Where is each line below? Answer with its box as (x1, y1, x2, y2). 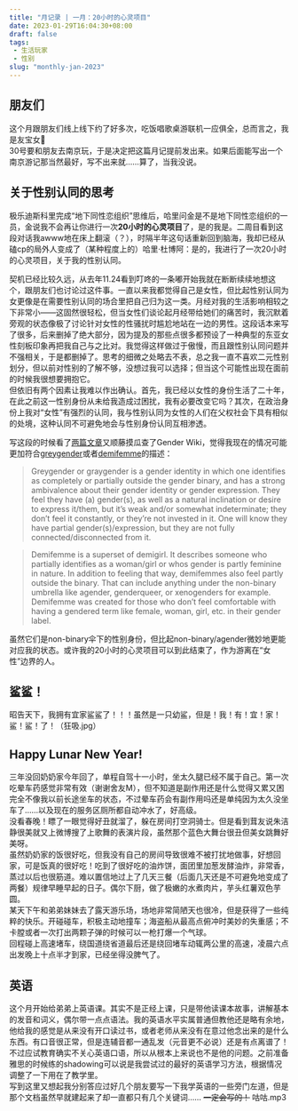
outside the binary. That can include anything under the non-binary (30, 577, 277, 587)
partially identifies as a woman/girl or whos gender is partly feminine (30, 558, 282, 569)
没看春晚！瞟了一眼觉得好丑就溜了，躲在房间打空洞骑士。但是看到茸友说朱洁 (9, 816, 289, 827)
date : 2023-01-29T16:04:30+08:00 (9, 21, 133, 30)
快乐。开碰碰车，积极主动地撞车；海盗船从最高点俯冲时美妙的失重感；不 (24, 916, 289, 927)
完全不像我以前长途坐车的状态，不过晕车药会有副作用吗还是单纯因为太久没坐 (9, 794, 289, 804)
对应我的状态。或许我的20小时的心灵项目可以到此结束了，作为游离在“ (9, 644, 263, 655)
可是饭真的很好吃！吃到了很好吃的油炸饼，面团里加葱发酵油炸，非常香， (24, 860, 289, 871)
